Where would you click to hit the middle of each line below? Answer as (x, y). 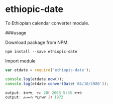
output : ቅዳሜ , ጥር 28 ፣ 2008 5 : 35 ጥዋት (44, 93)
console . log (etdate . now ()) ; (35, 79)
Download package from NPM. (37, 42)
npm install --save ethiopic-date (41, 51)
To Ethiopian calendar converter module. (47, 23)
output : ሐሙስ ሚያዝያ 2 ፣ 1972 (34, 97)
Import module (21, 60)
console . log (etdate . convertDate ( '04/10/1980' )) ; (57, 83)
